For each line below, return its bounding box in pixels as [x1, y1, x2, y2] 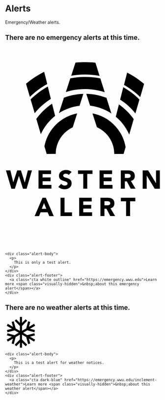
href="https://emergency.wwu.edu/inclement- [64, 377, 157, 382]
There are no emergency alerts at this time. [5, 33, 140, 42]
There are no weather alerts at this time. [5, 304, 130, 312]
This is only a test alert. [14, 260, 71, 265]
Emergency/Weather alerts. [5, 19, 60, 25]
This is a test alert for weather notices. [14, 360, 105, 365]
